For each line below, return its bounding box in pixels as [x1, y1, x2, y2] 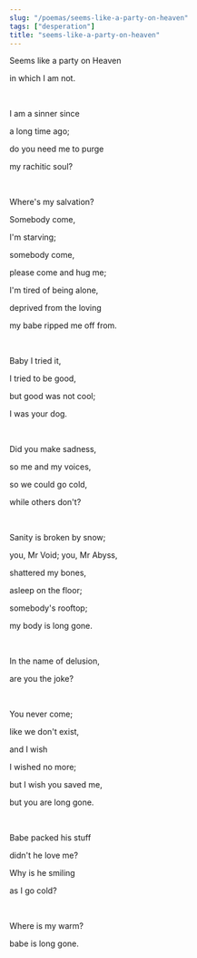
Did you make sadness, [9, 444, 97, 455]
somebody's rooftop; [9, 603, 88, 613]
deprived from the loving [9, 303, 102, 314]
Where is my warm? [9, 921, 84, 932]
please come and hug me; [9, 267, 107, 278]
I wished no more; [9, 762, 77, 773]
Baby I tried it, [9, 355, 62, 366]
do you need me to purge [9, 143, 104, 155]
